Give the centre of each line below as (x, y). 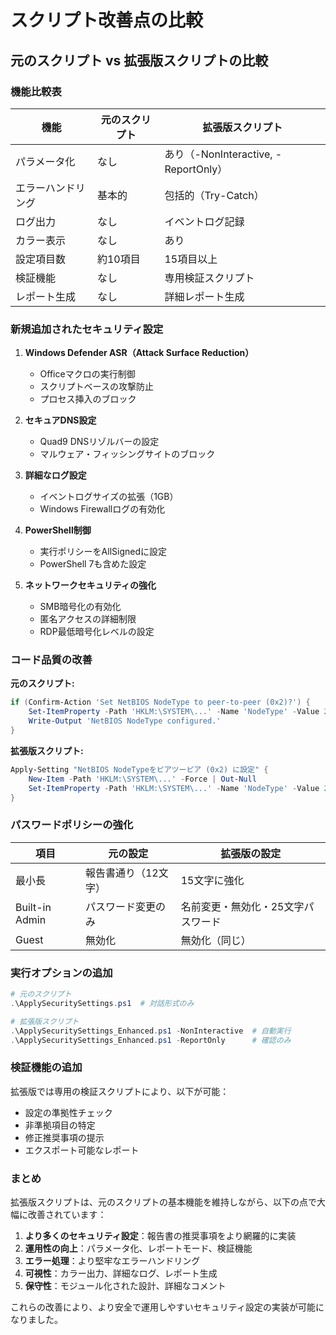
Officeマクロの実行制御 (87, 374)
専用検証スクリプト (209, 278)
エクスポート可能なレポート (82, 1150)
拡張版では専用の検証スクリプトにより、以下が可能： (120, 1091)
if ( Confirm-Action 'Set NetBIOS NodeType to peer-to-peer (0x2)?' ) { (160, 702)
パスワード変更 (120, 906)
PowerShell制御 (58, 530)
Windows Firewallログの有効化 (102, 509)
